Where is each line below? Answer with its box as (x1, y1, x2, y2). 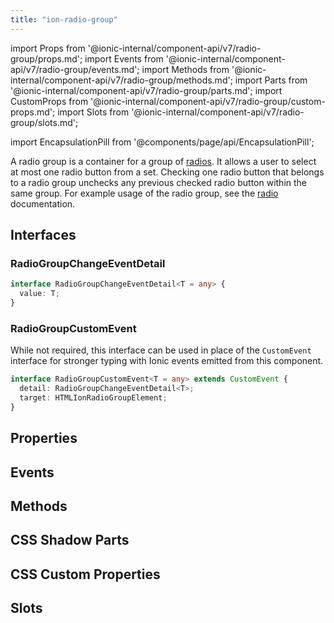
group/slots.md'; (10, 116, 79, 128)
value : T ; (19, 289, 60, 299)
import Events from (84, 52, 164, 65)
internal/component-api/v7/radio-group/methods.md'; (10, 74, 233, 86)
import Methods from (141, 63, 230, 75)
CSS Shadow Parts (10, 532, 130, 549)
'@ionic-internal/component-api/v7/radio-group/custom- (90, 95, 326, 107)
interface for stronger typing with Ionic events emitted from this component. (10, 355, 324, 367)
